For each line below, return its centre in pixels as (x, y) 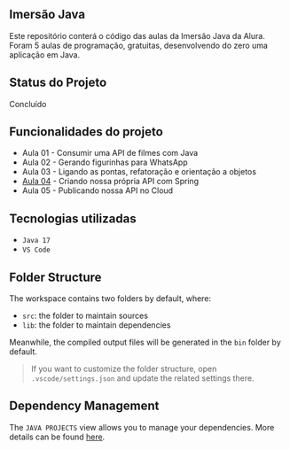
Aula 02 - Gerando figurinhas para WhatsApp (105, 162)
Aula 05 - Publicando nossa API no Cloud (98, 190)
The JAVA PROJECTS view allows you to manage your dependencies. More (142, 427)
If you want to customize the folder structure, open (124, 369)
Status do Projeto (58, 83)
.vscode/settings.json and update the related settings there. (142, 378)
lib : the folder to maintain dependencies (96, 325)
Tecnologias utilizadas (73, 218)
